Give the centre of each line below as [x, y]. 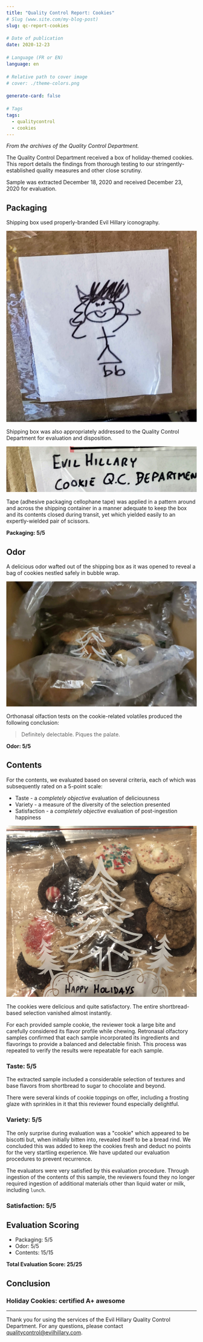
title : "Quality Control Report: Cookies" [60, 13]
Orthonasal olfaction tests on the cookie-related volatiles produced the [94, 716]
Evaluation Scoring [43, 1225]
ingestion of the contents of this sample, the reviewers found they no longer [101, 1177]
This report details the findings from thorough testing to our [80, 164]
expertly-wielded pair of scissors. [48, 521]
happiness [28, 817]
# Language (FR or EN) [35, 58]
